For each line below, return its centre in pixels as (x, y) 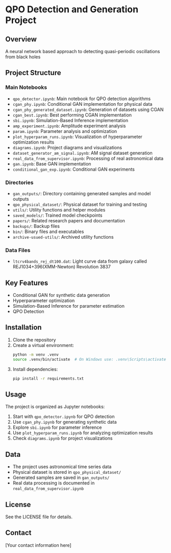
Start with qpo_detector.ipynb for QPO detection (64, 417)
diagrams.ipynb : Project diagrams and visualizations (67, 147)
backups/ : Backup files (36, 226)
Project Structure (33, 73)
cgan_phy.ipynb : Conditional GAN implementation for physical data (82, 104)
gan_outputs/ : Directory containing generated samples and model (82, 193)
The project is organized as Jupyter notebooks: (55, 407)
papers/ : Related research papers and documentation (69, 220)
